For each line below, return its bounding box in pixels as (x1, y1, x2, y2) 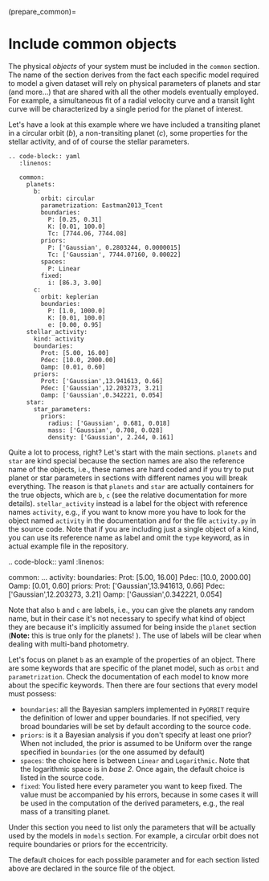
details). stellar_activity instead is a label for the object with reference (8, 498, 248, 508)
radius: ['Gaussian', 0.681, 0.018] (47, 419, 171, 427)
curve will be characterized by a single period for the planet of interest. (8, 104, 243, 113)
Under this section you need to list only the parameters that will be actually (8, 822, 256, 832)
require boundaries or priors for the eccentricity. (8, 839, 169, 849)
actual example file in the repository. (8, 541, 128, 551)
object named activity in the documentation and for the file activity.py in (8, 516, 257, 525)
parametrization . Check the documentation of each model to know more (8, 671, 249, 681)
